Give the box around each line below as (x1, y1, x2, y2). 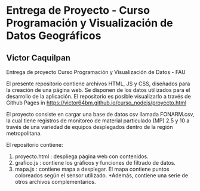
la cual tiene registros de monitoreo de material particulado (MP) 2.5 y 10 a (6, 117, 190, 124)
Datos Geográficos (6, 29, 101, 42)
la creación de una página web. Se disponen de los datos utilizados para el (6, 87, 190, 93)
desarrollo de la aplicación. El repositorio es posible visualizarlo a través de (6, 93, 191, 100)
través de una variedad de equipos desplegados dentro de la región (6, 124, 173, 130)
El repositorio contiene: (6, 141, 63, 148)
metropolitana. (6, 130, 42, 137)
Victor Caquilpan (6, 53, 70, 63)
